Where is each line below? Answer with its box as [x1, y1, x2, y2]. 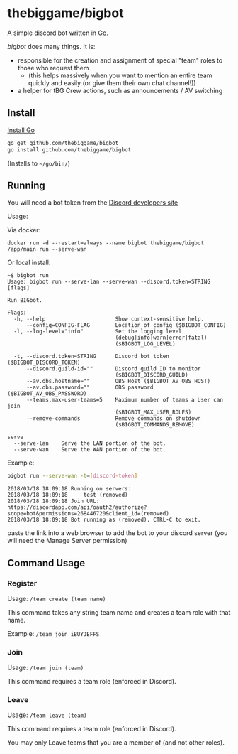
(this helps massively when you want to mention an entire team [28, 71, 212, 80]
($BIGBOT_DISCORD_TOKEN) [7, 359, 81, 367]
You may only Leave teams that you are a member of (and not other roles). [7, 738, 225, 747]
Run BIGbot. [7, 297, 42, 304]
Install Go [7, 126, 35, 134]
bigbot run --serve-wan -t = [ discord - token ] [7, 473, 138, 480]
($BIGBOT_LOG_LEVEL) [115, 340, 176, 348]
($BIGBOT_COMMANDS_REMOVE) [115, 421, 195, 429]
